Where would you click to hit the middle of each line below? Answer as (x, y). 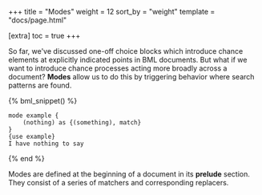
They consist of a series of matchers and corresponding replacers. (119, 183)
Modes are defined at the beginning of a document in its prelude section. (129, 174)
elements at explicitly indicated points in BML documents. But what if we (128, 60)
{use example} (32, 136)
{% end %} (27, 158)
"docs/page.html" (38, 20)
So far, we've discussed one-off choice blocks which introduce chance (126, 51)
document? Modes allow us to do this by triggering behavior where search (131, 77)
